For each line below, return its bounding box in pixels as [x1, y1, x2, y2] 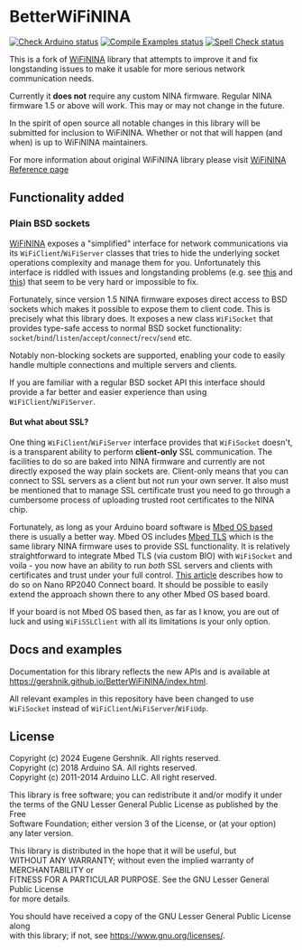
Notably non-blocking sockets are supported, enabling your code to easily [9, 350, 286, 361]
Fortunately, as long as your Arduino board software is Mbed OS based [9, 522, 273, 532]
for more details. [9, 893, 70, 905]
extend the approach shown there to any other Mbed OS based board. [9, 588, 270, 599]
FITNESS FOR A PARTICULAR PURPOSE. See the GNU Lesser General [9, 874, 270, 885]
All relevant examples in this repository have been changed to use [9, 693, 254, 704]
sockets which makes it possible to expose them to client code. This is [9, 303, 270, 314]
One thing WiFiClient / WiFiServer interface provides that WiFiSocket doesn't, [9, 437, 293, 447]
